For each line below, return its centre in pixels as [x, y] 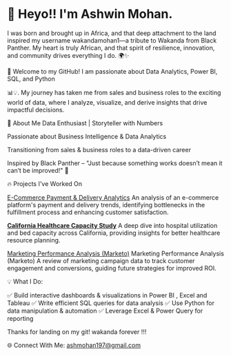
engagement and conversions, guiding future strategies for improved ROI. [112, 268]
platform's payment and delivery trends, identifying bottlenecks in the [106, 205]
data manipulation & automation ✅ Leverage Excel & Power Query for [105, 311]
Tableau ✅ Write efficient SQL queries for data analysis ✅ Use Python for [111, 303]
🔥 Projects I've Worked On [45, 184]
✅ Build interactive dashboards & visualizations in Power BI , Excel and [107, 295]
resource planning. [34, 240]
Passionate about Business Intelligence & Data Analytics [87, 136]
